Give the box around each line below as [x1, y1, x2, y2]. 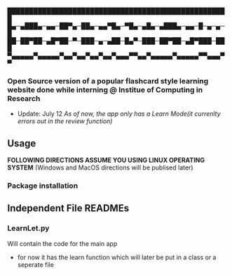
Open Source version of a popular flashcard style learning [7, 76, 209, 85]
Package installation [7, 181, 79, 191]
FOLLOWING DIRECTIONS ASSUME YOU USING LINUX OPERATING [7, 156, 205, 165]
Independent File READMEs [7, 202, 130, 214]
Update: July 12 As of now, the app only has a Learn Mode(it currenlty [17, 109, 221, 118]
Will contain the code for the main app [7, 239, 118, 248]
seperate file [17, 260, 54, 269]
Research [7, 93, 41, 103]
